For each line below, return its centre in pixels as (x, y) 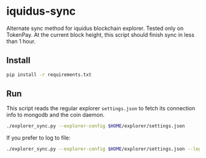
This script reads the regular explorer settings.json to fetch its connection (101, 108)
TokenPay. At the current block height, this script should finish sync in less (101, 34)
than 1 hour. (21, 41)
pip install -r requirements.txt (49, 75)
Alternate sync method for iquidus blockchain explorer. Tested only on (95, 28)
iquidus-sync (41, 11)
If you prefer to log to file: (39, 138)
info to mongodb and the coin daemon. (55, 115)
